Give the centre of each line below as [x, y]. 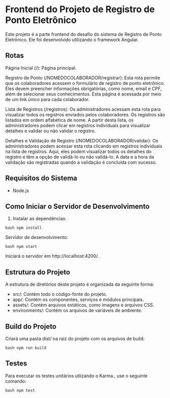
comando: [16, 381]
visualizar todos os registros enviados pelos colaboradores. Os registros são [85, 114]
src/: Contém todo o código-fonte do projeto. [60, 294]
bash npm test [20, 390]
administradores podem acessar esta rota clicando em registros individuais [84, 146]
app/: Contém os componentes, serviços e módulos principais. [78, 300]
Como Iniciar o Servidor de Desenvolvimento [77, 206]
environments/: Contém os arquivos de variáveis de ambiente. [77, 311]
